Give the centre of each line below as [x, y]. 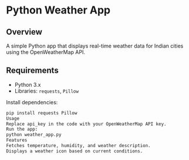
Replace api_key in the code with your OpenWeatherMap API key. [86, 124]
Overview [24, 32]
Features [17, 140]
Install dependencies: [32, 102]
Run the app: [22, 130]
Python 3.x [28, 84]
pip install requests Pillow [42, 113]
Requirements [32, 71]
